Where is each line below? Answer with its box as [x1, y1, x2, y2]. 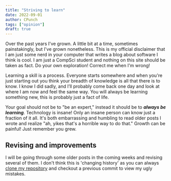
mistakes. [5, 170, 26, 177]
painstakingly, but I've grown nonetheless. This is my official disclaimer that [5, 46, 165, 52]
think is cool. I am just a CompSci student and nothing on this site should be [5, 57, 166, 63]
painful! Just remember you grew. [5, 126, 77, 132]
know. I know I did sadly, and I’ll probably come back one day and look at [5, 83, 160, 90]
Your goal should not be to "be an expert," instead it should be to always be [5, 104, 166, 110]
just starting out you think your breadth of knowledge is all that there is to [5, 78, 161, 84]
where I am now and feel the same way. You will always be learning [5, 89, 148, 95]
